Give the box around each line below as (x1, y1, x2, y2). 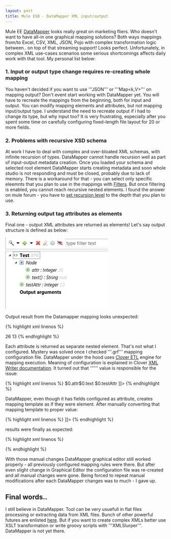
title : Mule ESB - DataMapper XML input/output (5, 13, 109, 19)
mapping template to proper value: (5, 407, 78, 413)
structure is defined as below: (5, 227, 68, 233)
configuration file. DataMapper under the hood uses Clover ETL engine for (5, 354, 162, 360)
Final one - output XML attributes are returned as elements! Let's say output (5, 222, 165, 228)
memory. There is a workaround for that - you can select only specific (5, 176, 153, 182)
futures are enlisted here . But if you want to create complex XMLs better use (5, 517, 166, 523)
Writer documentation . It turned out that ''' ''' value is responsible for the (5, 365, 157, 371)
